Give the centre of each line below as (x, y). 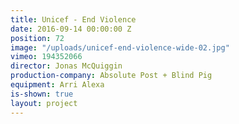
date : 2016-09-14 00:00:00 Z (71, 29)
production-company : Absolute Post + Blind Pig (111, 76)
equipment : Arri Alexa (57, 85)
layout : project (44, 103)
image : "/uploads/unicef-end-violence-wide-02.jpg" (120, 47)
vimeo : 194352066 (46, 57)
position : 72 (37, 38)
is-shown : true (42, 94)
